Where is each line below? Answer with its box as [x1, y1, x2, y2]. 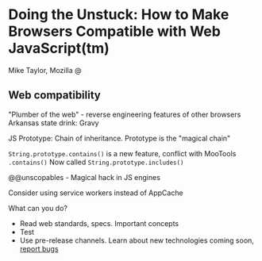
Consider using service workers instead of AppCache [8, 188, 184, 198]
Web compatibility [8, 89, 101, 102]
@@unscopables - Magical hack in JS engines [8, 172, 161, 182]
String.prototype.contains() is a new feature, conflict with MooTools [8, 148, 237, 158]
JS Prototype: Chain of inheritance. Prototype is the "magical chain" [8, 133, 231, 143]
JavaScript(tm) [8, 40, 110, 57]
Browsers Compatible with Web [8, 22, 221, 40]
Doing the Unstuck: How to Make [8, 6, 229, 24]
